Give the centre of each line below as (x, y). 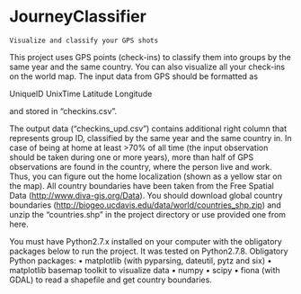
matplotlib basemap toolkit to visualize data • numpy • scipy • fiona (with (145, 270)
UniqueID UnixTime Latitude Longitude (81, 94)
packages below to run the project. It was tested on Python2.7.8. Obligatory (149, 251)
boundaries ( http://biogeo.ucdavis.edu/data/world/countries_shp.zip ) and (145, 205)
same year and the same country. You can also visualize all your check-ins (147, 67)
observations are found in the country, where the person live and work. (141, 166)
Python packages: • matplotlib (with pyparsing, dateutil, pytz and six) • (141, 260)
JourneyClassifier (78, 17)
